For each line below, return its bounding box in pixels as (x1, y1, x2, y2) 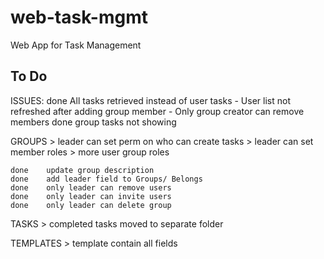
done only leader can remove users (10, 182, 172, 193)
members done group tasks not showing (10, 116, 177, 128)
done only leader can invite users (10, 191, 172, 201)
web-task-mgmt (10, 6, 148, 29)
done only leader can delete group (10, 200, 172, 210)
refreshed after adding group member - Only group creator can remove (10, 105, 305, 117)
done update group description (10, 165, 155, 175)
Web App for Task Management (10, 39, 142, 51)
